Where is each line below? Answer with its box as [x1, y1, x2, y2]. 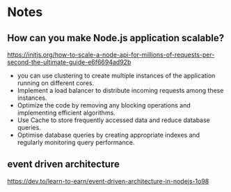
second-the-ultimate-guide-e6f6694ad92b [7, 58, 132, 66]
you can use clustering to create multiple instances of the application [17, 71, 216, 80]
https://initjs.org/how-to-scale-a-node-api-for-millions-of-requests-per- [7, 50, 215, 59]
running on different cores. [17, 79, 95, 87]
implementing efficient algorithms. [17, 109, 116, 117]
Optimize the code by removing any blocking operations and [17, 101, 191, 109]
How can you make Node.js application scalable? [7, 32, 225, 44]
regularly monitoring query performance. [17, 138, 135, 147]
